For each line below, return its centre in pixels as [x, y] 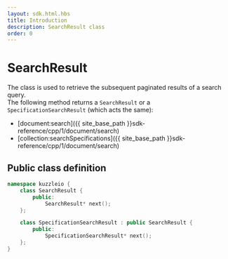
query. [16, 95]
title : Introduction [38, 20]
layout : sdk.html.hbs [39, 14]
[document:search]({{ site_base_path [71, 124]
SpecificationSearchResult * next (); [98, 236]
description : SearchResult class [56, 27]
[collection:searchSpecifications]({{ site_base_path [92, 138]
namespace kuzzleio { [39, 184]
